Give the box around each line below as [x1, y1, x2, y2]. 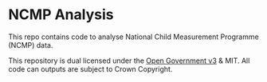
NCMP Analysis [8, 6, 114, 24]
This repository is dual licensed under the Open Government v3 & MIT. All [8, 56, 250, 65]
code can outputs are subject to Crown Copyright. [8, 64, 173, 73]
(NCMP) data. [8, 40, 53, 49]
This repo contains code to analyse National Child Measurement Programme [8, 32, 259, 41]
